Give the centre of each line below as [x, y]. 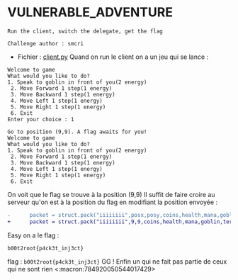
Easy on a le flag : [33, 235]
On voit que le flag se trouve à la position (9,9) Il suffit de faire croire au [111, 194]
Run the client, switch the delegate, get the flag [85, 31]
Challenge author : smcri [45, 43]
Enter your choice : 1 [41, 119]
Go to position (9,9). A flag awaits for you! [77, 132]
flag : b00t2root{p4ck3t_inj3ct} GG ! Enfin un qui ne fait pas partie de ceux [117, 261]
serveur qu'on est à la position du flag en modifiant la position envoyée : [113, 202]
